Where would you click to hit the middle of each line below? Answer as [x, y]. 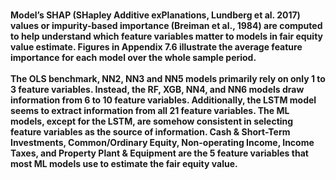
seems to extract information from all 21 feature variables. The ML [150, 111]
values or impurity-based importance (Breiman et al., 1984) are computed [166, 26]
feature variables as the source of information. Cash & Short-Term [150, 132]
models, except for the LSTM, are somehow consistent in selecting [152, 121]
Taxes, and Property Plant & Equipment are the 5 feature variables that [159, 153]
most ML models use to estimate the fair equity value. [124, 164]
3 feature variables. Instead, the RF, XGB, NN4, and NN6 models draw [157, 90]
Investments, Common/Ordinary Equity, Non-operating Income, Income [162, 143]
